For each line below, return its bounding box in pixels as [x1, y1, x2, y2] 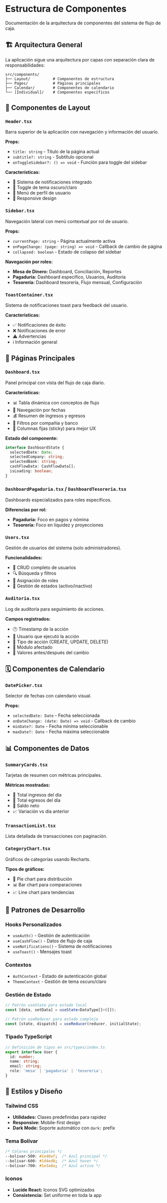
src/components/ [5, 72, 39, 77]
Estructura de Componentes [5, 3, 127, 15]
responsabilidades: [5, 62, 45, 68]
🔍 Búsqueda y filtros [12, 570, 57, 577]
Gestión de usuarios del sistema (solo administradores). [5, 545, 121, 551]
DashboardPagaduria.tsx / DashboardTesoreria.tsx [5, 485, 127, 492]
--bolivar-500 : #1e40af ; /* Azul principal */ [5, 1154, 108, 1159]
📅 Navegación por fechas [12, 407, 66, 413]
